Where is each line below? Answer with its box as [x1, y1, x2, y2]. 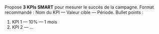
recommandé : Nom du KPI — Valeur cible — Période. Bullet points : [4, 9, 144, 15]
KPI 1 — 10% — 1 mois [11, 19, 58, 25]
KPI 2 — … [11, 24, 34, 30]
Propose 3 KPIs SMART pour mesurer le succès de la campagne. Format [4, 4, 155, 10]
